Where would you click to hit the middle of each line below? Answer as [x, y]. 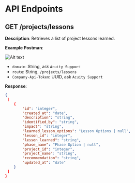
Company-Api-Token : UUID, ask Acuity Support [57, 77]
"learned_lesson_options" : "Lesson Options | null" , [77, 131]
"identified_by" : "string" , [51, 122]
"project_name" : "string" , [50, 153]
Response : [16, 86]
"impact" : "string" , [43, 127]
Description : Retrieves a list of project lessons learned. [60, 38]
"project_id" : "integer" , [49, 149]
